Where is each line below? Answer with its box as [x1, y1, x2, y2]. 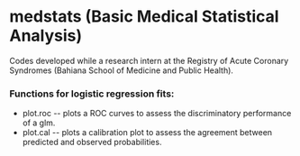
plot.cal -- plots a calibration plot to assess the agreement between [22, 127, 273, 138]
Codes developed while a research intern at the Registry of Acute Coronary [9, 55, 289, 66]
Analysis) [9, 25, 83, 46]
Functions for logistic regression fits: [9, 87, 175, 100]
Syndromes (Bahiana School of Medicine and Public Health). [9, 65, 234, 76]
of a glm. [22, 117, 56, 128]
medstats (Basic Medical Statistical [9, 6, 279, 27]
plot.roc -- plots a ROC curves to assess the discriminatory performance [22, 108, 292, 119]
